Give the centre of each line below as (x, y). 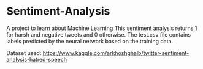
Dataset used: (24, 53)
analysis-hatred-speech (37, 59)
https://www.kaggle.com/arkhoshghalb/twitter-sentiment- (116, 53)
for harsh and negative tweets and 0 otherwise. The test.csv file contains (99, 34)
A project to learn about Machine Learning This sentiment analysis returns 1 (102, 28)
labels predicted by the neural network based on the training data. (90, 41)
